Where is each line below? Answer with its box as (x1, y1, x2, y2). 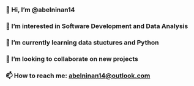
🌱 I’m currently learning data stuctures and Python (6, 38, 159, 46)
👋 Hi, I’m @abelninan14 (6, 5, 75, 14)
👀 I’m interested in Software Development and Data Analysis (6, 21, 188, 30)
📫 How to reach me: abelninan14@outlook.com (6, 71, 151, 80)
